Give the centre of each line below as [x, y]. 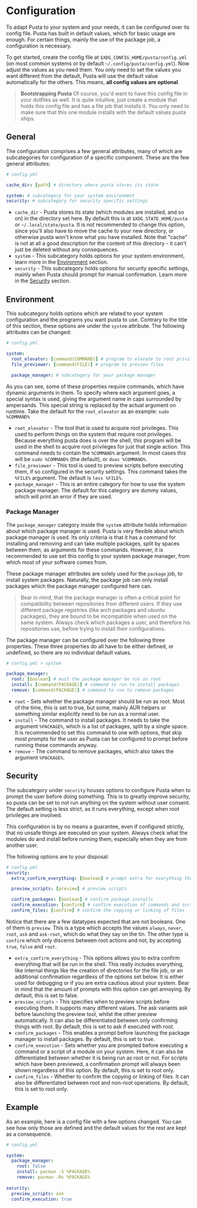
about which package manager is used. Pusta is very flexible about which [95, 531]
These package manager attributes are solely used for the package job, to [94, 573]
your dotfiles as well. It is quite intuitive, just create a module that [99, 100]
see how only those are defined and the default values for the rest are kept [96, 1128]
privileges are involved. [34, 815]
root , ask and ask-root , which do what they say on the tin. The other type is [97, 934]
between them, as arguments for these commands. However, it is [85, 550]
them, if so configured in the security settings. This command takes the [101, 472]
